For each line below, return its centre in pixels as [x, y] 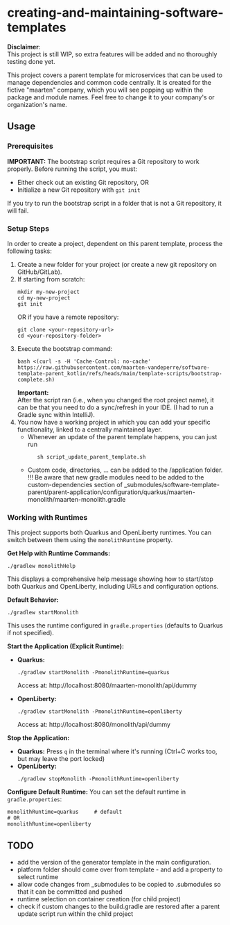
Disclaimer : [24, 47]
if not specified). [30, 633]
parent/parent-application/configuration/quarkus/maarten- [111, 492]
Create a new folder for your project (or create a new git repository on [117, 264]
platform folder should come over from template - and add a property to [120, 869]
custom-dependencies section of [75, 484]
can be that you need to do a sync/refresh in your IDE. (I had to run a [115, 407]
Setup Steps [28, 229]
